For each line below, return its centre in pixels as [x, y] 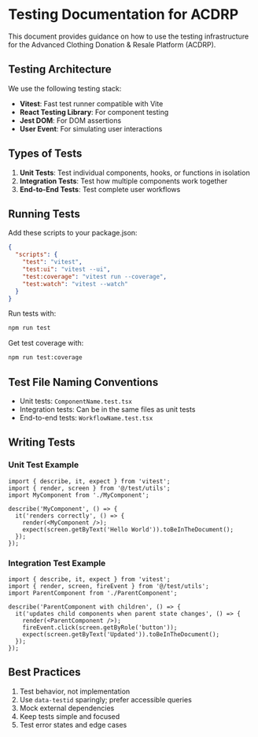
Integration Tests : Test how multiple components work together [123, 181]
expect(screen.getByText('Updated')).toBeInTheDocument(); [121, 634]
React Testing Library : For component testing [94, 112]
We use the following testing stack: [65, 88]
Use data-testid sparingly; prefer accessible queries [106, 699]
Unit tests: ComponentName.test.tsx [76, 401]
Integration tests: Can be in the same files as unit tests [107, 409]
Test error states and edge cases [73, 724]
